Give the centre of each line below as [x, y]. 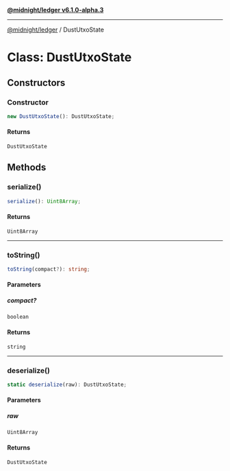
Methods [27, 168]
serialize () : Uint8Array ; [44, 201]
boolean [18, 317]
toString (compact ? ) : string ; [49, 269]
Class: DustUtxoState [69, 57]
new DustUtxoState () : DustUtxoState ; [61, 116]
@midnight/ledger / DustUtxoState [56, 30]
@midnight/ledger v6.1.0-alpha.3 [55, 10]
